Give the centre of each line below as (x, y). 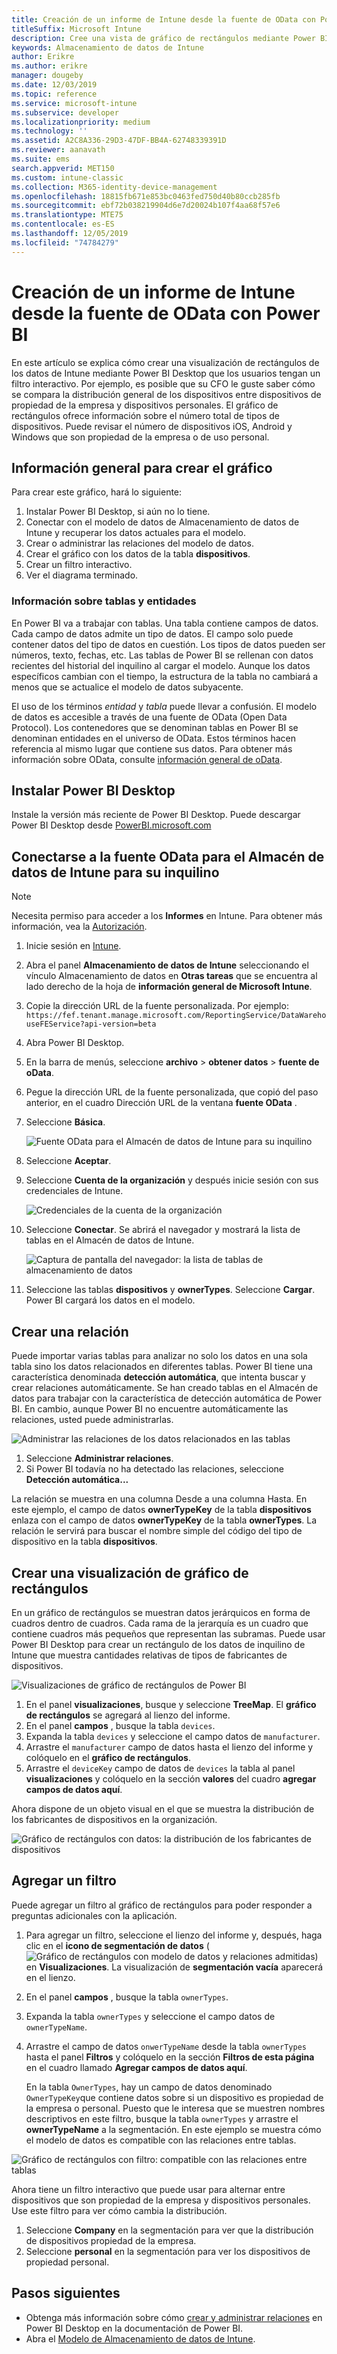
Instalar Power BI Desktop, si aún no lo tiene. (118, 512)
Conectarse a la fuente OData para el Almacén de (168, 856)
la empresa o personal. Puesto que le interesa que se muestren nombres (175, 2108)
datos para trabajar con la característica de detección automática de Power (166, 1398)
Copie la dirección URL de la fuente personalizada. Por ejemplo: (157, 1006)
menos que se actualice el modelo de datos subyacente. (127, 687)
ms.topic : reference (54, 94)
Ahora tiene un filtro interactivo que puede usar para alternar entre (148, 2189)
